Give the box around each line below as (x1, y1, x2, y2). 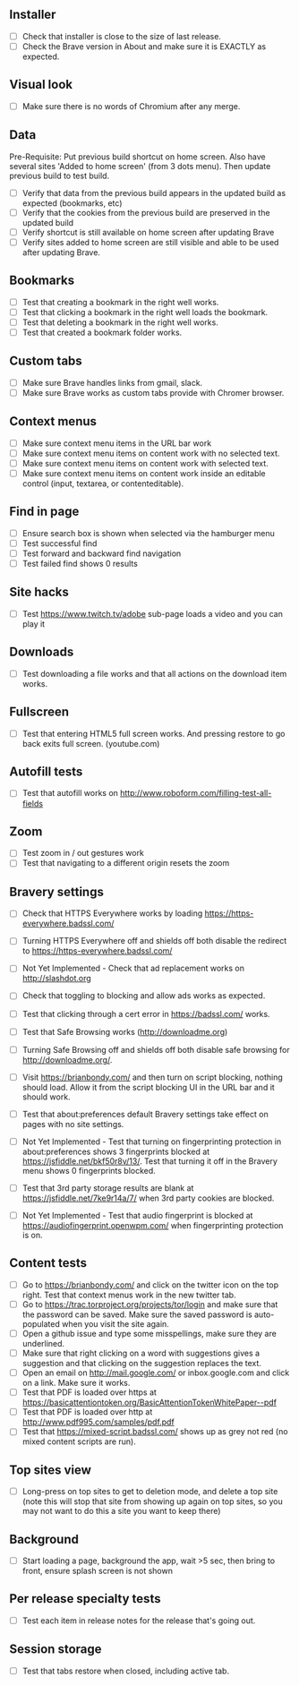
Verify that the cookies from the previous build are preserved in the (21, 207, 270, 218)
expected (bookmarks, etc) (21, 197, 123, 209)
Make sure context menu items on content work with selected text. (21, 458, 269, 468)
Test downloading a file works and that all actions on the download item (21, 668, 287, 679)
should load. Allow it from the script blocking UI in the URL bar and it (21, 1082, 275, 1092)
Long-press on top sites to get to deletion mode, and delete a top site (21, 1486, 278, 1497)
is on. (21, 1230, 43, 1240)
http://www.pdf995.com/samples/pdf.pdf (21, 1416, 175, 1427)
